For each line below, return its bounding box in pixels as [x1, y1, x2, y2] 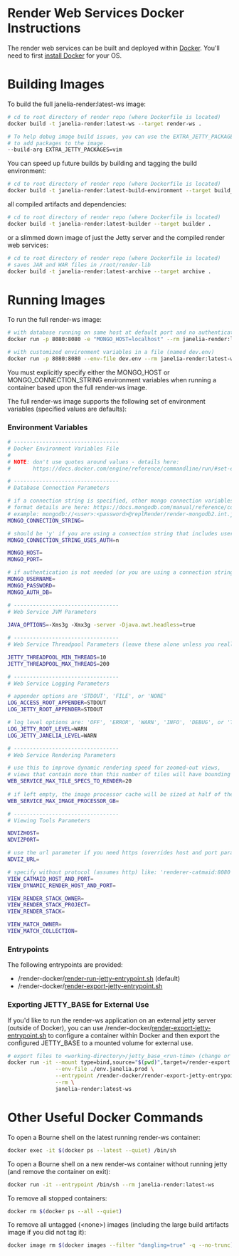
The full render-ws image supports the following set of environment [7, 397, 206, 405]
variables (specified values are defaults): [7, 404, 127, 413]
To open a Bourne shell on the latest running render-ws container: [7, 1133, 201, 1141]
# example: [7, 511, 40, 518]
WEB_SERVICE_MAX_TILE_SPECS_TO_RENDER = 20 [7, 778, 132, 785]
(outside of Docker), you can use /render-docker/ [7, 1023, 152, 1032]
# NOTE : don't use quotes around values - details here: [7, 458, 180, 466]
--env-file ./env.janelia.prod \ [55, 1066, 154, 1073]
